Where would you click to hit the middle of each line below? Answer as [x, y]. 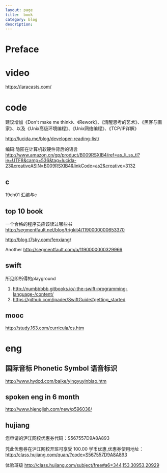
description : [19, 24]
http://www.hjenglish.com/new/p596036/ [49, 409]
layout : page [19, 10]
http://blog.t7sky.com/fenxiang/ [38, 240]
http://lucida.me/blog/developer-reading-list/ [52, 139]
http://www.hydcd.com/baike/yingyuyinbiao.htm [56, 381]
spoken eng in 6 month [43, 397]
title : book [19, 15]
